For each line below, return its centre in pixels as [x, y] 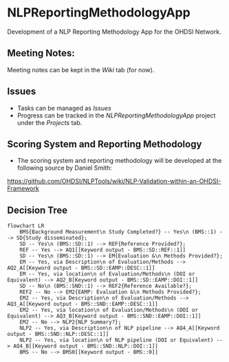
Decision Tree [37, 210]
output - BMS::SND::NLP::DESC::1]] [58, 335]
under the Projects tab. [50, 122]
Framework [23, 189]
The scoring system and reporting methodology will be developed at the [119, 161]
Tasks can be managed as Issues [64, 108]
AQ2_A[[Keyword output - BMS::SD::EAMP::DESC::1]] [81, 268]
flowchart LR [26, 226]
